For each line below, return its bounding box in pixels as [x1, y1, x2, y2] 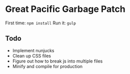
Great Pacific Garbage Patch [5, 3, 126, 15]
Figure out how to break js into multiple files [12, 58, 103, 64]
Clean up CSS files [12, 53, 51, 59]
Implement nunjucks [12, 47, 54, 53]
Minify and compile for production [12, 63, 83, 69]
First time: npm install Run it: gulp [5, 20, 76, 26]
